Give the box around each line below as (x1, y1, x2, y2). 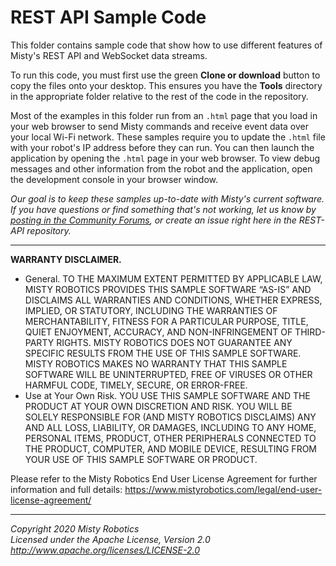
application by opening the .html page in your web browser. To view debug (10, 152, 321, 164)
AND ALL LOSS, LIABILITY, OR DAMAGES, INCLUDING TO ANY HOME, (24, 421, 317, 433)
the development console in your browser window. (10, 173, 219, 185)
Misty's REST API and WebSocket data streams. (10, 49, 208, 61)
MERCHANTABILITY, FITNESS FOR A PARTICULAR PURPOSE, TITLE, (24, 315, 309, 327)
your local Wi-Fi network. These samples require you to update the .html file (10, 131, 326, 143)
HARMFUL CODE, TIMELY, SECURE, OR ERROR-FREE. (24, 379, 248, 391)
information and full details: (10, 483, 123, 495)
